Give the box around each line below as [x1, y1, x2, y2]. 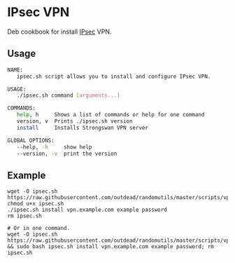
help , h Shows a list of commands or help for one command [16, 112, 205, 119]
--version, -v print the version [16, 150, 117, 157]
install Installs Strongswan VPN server [16, 124, 149, 131]
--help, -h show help [16, 143, 92, 151]
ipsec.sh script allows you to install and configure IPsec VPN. [16, 73, 211, 80]
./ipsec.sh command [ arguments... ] [16, 92, 120, 99]
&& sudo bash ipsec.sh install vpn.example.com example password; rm [7, 243, 215, 250]
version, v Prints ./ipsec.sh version [16, 118, 133, 125]
